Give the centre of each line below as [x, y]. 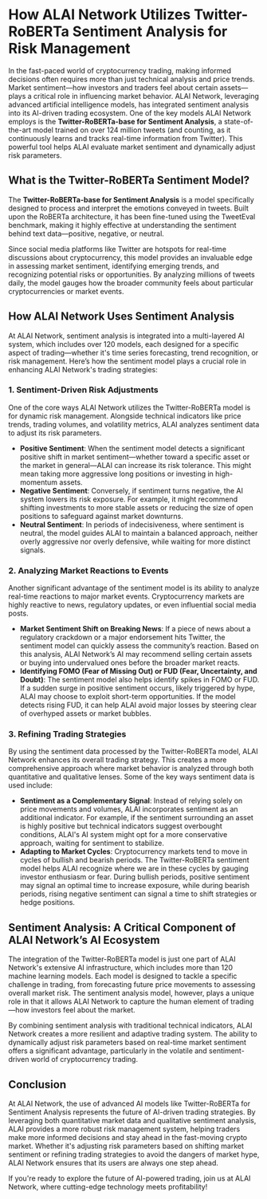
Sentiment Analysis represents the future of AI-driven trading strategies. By [132, 1112]
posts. [19, 613]
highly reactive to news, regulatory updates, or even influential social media [132, 605]
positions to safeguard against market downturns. [101, 516]
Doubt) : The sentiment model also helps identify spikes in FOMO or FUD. [139, 680]
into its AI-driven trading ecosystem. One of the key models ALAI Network [130, 112]
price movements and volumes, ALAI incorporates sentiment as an [129, 809]
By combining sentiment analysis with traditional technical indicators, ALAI [130, 1025]
